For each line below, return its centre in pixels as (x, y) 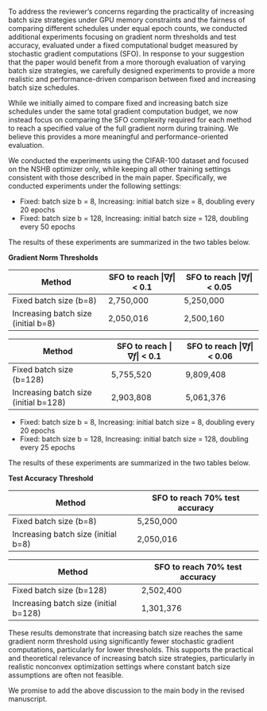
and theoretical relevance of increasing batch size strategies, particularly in (132, 658)
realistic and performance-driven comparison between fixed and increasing (132, 79)
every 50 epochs (47, 227)
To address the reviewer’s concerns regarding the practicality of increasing (131, 12)
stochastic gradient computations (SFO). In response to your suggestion (126, 54)
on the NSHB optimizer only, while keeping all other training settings (120, 169)
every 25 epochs (47, 447)
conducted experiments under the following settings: (95, 186)
